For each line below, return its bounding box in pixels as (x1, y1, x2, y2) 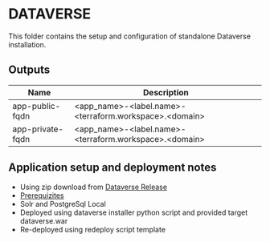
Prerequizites (19, 190, 64, 200)
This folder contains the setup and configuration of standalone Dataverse (8, 31, 252, 41)
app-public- (12, 100, 61, 111)
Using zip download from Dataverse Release (19, 182, 167, 192)
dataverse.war (19, 216, 68, 225)
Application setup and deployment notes (8, 161, 217, 175)
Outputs (8, 63, 51, 77)
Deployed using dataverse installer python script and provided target (19, 208, 248, 217)
